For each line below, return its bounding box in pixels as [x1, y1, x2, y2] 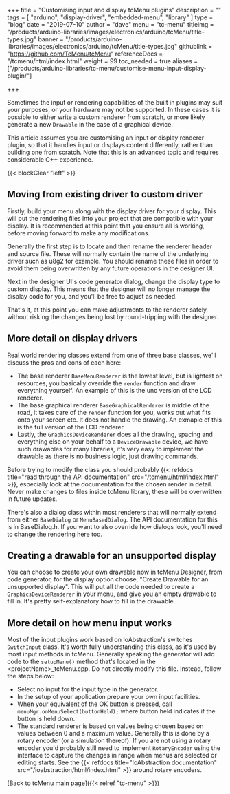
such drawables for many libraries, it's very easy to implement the [16, 444, 205, 453]
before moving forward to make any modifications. [7, 228, 150, 237]
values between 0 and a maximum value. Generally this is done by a [16, 729, 209, 738]
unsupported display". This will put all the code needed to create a [7, 583, 195, 591]
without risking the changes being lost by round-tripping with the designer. [7, 312, 219, 321]
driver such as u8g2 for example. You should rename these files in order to [7, 257, 219, 265]
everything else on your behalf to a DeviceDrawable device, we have [16, 437, 209, 446]
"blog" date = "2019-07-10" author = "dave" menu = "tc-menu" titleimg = [7, 21, 214, 28]
